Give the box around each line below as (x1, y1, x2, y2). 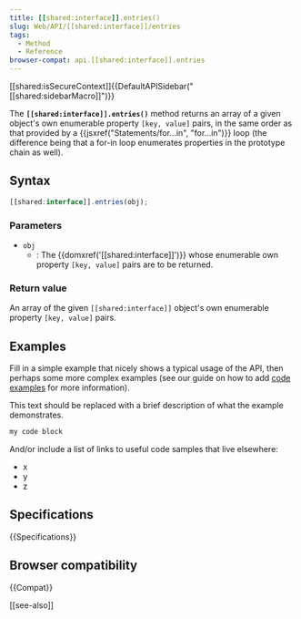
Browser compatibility (9, 558, 138, 573)
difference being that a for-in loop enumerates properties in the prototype (9, 138, 286, 148)
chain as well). (9, 147, 64, 158)
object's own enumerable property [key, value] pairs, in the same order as (9, 118, 293, 129)
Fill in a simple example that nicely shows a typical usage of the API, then (9, 363, 284, 374)
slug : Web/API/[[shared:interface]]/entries (9, 22, 181, 31)
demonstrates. (9, 409, 64, 420)
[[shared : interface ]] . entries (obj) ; (9, 197, 148, 206)
